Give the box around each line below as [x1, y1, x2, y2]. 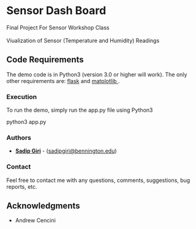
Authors [6, 133, 32, 142]
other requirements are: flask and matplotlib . [6, 77, 120, 84]
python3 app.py [6, 118, 47, 126]
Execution [6, 92, 37, 101]
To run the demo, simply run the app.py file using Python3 [6, 106, 153, 114]
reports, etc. [6, 183, 38, 190]
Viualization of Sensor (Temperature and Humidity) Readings [6, 37, 160, 44]
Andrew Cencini [15, 217, 56, 224]
